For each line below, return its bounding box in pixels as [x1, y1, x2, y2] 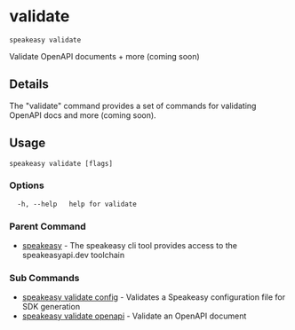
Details [9, 77, 49, 92]
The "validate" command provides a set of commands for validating [9, 100, 257, 111]
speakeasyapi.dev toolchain [21, 250, 125, 261]
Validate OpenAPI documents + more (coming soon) [9, 51, 200, 61]
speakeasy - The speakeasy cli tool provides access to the [21, 240, 238, 251]
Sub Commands [9, 272, 80, 285]
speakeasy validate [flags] [9, 159, 114, 168]
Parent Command [9, 220, 86, 232]
